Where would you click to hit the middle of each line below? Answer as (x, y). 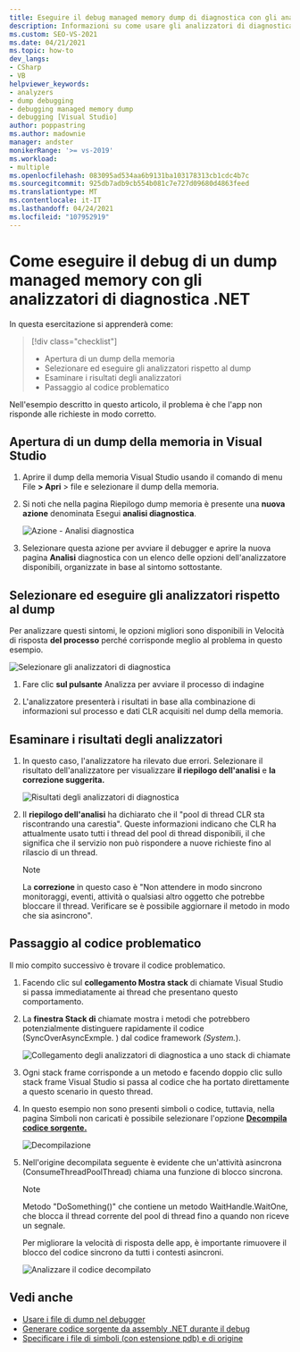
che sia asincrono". (57, 915)
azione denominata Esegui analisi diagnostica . (109, 514)
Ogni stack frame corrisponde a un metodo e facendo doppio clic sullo (152, 1072)
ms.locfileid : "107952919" (59, 217)
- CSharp (25, 68)
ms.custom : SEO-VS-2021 (54, 34)
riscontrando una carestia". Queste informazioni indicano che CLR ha (149, 824)
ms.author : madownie (48, 134)
